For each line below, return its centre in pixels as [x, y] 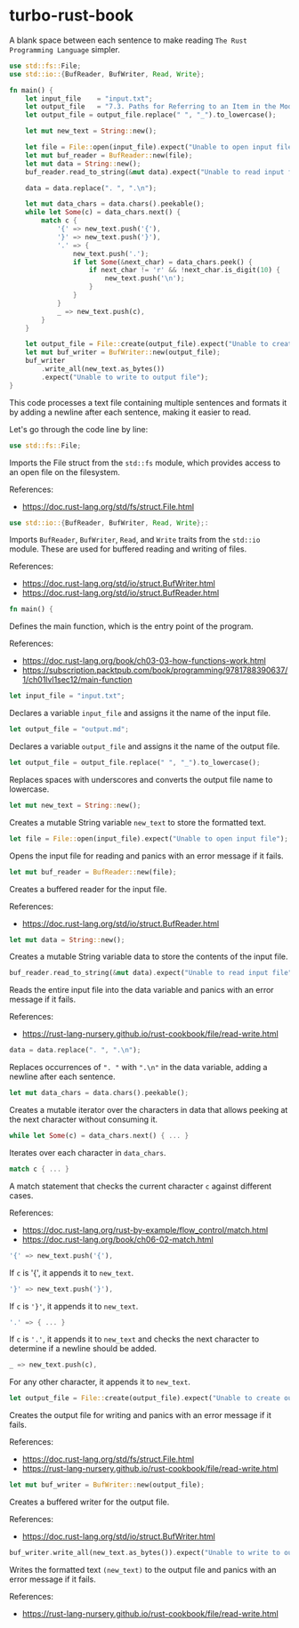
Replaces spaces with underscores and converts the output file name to [141, 779]
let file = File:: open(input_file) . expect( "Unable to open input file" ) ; [149, 838]
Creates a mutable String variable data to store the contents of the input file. [149, 956]
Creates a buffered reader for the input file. [88, 889]
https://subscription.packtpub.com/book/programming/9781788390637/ [155, 670]
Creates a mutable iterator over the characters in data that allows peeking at [149, 1110]
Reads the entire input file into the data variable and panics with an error [141, 990]
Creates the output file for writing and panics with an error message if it [140, 1415]
